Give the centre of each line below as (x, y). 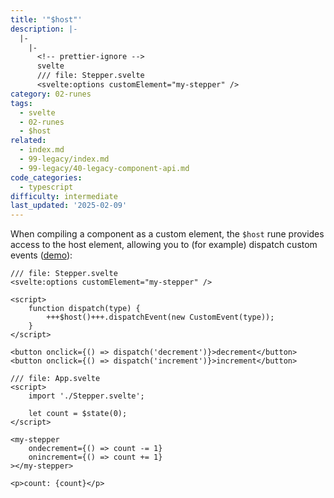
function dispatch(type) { (84, 309)
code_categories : (46, 177)
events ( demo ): (41, 255)
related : (28, 141)
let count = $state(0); (78, 414)
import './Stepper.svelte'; (86, 396)
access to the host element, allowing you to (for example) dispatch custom (164, 245)
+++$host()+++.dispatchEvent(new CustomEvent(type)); (160, 317)
